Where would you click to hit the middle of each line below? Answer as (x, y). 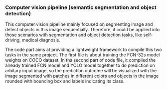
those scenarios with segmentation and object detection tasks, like (74, 35)
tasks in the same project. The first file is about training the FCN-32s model (83, 55)
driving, (13, 40)
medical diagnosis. (41, 40)
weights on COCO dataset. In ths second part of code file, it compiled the (81, 60)
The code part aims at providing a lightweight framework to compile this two (83, 50)
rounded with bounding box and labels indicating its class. (65, 81)
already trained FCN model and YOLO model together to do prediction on (80, 65)
